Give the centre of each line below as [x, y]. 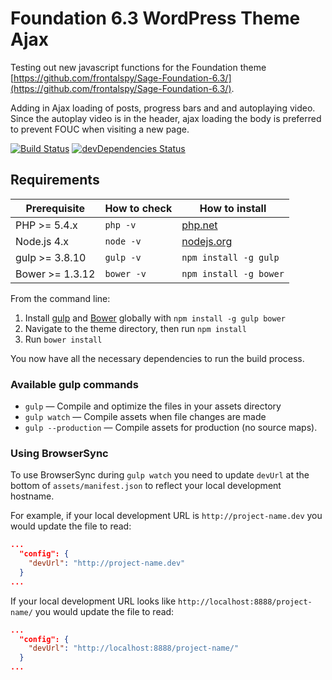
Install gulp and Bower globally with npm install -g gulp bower [155, 318]
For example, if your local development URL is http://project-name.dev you [166, 516]
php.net [199, 225]
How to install [233, 208]
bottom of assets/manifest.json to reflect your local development [146, 486]
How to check [138, 208]
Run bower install [63, 339]
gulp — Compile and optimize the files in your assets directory [153, 406]
